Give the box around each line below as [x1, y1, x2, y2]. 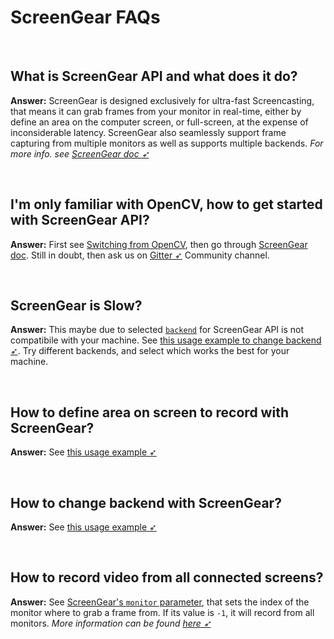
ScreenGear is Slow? [10, 297, 143, 314]
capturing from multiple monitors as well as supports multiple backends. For [10, 137, 324, 149]
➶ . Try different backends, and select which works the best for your [10, 345, 290, 357]
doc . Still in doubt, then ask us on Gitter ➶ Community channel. [10, 249, 270, 261]
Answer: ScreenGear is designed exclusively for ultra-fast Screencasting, [10, 94, 315, 106]
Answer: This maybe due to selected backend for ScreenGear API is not [10, 324, 305, 336]
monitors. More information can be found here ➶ [10, 617, 212, 629]
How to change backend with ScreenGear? [10, 494, 282, 511]
